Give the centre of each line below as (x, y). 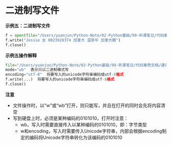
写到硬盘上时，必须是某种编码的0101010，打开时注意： (71, 118)
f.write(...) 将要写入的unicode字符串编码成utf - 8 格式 (60, 79)
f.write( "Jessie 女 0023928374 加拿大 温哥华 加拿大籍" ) (63, 40)
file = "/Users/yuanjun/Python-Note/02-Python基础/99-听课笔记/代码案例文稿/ (83, 65)
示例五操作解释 (21, 55)
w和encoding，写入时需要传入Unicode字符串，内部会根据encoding (91, 131)
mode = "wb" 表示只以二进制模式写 (37, 70)
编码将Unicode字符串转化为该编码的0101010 (76, 137)
